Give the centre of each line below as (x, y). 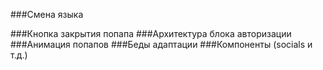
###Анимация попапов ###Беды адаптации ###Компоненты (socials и (161, 44)
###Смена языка (47, 14)
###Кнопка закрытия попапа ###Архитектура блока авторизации (151, 33)
